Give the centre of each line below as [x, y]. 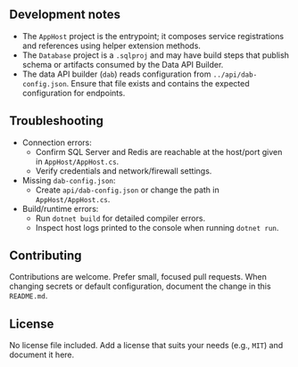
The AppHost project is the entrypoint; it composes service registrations [153, 36]
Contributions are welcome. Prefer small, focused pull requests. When [138, 277]
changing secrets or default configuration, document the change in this [140, 286]
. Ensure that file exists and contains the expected [158, 83]
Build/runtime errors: [60, 208]
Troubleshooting [57, 121]
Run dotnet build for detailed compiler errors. [120, 218]
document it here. [42, 355]
